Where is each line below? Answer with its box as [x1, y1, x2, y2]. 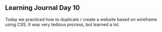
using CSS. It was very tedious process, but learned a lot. [5, 21, 120, 27]
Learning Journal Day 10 [5, 4, 80, 12]
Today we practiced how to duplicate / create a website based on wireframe [5, 16, 158, 22]
